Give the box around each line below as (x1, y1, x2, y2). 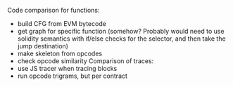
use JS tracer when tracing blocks (17, 65, 118, 72)
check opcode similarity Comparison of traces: (17, 57, 154, 65)
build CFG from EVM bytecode (17, 20, 107, 27)
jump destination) (17, 42, 69, 50)
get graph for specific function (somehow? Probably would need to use (17, 27, 225, 35)
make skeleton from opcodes (17, 49, 103, 58)
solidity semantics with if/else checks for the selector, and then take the (17, 34, 227, 43)
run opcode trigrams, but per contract (17, 72, 128, 80)
